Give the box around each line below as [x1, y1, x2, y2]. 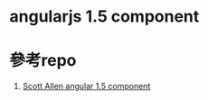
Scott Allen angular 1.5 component [22, 81, 151, 92]
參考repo [9, 50, 77, 71]
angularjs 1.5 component [9, 6, 200, 27]
